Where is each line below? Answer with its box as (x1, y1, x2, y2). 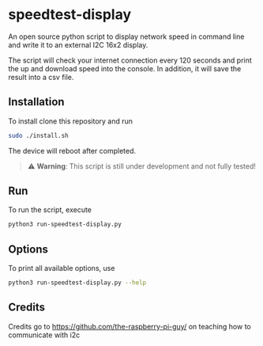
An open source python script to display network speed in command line (8, 32, 245, 41)
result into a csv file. (8, 72, 74, 82)
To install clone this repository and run (8, 116, 133, 126)
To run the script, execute (8, 205, 92, 215)
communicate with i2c (8, 330, 81, 340)
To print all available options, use (8, 264, 115, 273)
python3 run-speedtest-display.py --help (8, 279, 147, 287)
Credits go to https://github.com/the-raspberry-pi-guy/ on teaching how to (8, 321, 251, 331)
